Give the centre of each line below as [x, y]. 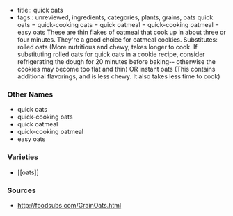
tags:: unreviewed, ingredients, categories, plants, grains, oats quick [115, 17]
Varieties [23, 157]
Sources [22, 190]
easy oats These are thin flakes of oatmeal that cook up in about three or [121, 32]
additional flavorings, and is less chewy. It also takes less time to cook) [119, 76]
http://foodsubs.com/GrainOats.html [69, 205]
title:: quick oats [40, 10]
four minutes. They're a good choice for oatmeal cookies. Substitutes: [117, 40]
